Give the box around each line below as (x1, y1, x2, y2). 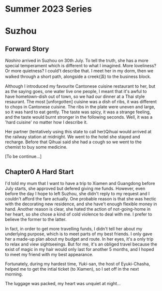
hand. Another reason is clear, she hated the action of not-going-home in (5, 206, 151, 212)
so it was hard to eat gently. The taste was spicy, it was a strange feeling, (5, 109, 151, 115)
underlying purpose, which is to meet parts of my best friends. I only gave (5, 231, 152, 237)
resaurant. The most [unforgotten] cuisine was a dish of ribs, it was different (5, 99, 157, 105)
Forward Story (5, 45, 49, 53)
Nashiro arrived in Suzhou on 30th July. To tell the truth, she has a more (5, 58, 148, 63)
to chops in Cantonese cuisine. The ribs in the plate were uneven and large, (5, 104, 156, 110)
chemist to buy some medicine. (5, 144, 68, 150)
